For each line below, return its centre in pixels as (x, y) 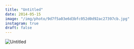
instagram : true (22, 23)
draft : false (19, 28)
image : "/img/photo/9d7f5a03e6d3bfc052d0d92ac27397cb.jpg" (67, 19)
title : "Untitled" (24, 10)
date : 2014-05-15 (23, 14)
